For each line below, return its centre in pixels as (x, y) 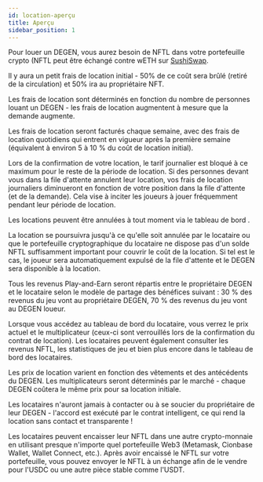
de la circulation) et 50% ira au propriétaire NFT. (86, 84)
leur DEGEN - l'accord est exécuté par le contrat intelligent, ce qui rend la (127, 413)
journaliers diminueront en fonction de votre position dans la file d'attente (127, 188)
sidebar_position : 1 (42, 30)
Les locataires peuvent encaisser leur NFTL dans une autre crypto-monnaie (131, 436)
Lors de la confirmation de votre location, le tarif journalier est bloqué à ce (128, 163)
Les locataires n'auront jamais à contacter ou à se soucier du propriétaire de (131, 404)
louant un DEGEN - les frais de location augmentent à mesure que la (119, 108)
